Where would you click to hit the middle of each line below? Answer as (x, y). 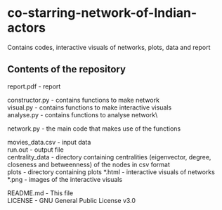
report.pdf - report (34, 86)
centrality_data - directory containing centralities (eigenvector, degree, (109, 157)
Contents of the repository (67, 69)
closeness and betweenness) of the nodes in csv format (89, 164)
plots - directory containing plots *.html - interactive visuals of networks (111, 172)
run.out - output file (36, 150)
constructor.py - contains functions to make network (84, 100)
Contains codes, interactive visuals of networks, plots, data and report (109, 47)
